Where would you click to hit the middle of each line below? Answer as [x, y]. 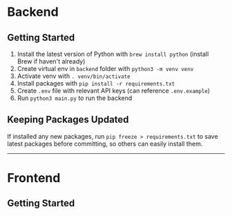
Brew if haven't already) [51, 61]
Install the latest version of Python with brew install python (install [113, 54]
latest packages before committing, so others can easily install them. [105, 144]
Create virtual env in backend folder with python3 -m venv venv [105, 69]
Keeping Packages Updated [68, 120]
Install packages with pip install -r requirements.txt [96, 83]
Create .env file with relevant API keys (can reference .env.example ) [114, 91]
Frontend [34, 178]
